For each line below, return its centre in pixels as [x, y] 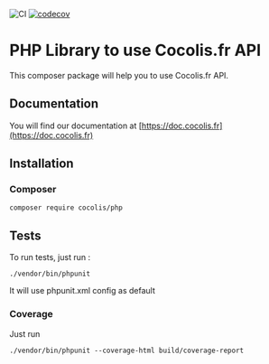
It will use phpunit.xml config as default [82, 291]
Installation [42, 164]
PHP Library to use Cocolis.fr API [135, 51]
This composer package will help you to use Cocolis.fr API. [119, 75]
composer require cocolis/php [66, 208]
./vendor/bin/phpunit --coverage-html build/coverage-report [127, 350]
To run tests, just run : [50, 257]
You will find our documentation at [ [76, 126]
